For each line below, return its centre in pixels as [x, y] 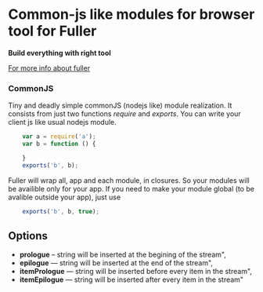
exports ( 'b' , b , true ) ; [61, 211]
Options [28, 236]
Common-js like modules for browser [131, 15]
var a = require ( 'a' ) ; [59, 137]
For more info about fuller [49, 68]
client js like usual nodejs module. [63, 122]
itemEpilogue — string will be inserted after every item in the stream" [131, 279]
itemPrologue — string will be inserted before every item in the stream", [136, 272]
